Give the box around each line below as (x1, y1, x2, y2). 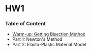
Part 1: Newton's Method (12, 36, 62, 42)
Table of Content (5, 20, 46, 27)
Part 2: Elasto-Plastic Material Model (12, 42, 87, 48)
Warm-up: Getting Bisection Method (12, 31, 86, 37)
